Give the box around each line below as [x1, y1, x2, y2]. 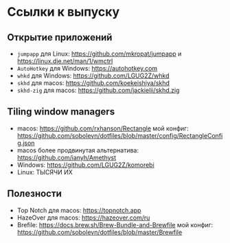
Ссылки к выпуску [7, 4, 120, 20]
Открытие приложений [7, 32, 113, 43]
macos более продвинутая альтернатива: [16, 146, 139, 154]
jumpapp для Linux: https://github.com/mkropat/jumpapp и [16, 49, 182, 58]
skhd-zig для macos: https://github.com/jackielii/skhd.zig [16, 86, 180, 94]
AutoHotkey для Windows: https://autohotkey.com [16, 65, 158, 72]
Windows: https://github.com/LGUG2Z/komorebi [16, 161, 154, 169]
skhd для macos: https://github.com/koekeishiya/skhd [16, 79, 170, 86]
